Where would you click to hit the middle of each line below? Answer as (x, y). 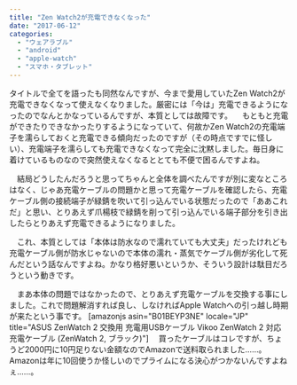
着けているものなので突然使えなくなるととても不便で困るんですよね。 (137, 160)
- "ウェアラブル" (45, 42)
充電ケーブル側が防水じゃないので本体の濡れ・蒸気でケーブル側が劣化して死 (148, 253)
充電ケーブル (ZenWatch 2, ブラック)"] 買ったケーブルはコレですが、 (138, 338)
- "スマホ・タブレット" (55, 67)
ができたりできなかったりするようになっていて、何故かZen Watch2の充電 (143, 126)
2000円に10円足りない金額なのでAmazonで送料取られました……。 (145, 349)
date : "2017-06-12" (45, 26)
